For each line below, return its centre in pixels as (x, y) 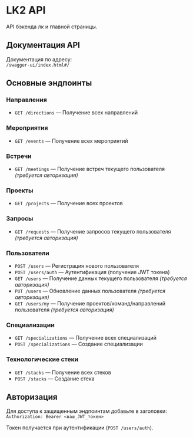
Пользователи (28, 253)
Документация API (43, 45)
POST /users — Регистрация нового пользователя (77, 265)
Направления (26, 100)
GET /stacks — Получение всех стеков (63, 372)
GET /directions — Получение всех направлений (76, 113)
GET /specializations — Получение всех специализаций (86, 338)
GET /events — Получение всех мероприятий (71, 141)
